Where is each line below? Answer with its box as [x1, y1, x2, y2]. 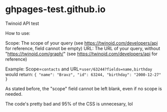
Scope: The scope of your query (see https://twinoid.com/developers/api [5, 40, 158, 46]
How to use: [5, 30, 30, 36]
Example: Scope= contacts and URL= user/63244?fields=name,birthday [5, 66, 153, 72]
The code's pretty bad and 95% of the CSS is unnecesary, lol [5, 100, 133, 107]
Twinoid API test [5, 20, 39, 26]
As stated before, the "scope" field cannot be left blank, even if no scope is [5, 85, 162, 92]
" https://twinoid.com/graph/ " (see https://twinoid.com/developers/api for [5, 51, 158, 57]
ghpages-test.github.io [5, 4, 106, 15]
